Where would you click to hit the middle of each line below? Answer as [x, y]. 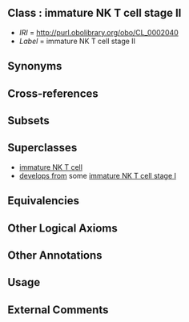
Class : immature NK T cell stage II [94, 13]
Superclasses [42, 148]
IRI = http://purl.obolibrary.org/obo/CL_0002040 [99, 32]
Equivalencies [43, 201]
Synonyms [35, 66]
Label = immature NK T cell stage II [77, 41]
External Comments [58, 310]
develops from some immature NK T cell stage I [98, 175]
